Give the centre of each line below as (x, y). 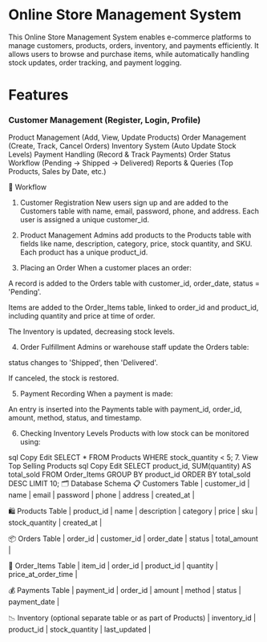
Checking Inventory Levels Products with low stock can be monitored (134, 433)
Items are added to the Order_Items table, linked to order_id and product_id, (133, 307)
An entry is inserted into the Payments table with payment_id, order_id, (125, 409)
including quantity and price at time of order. (82, 316)
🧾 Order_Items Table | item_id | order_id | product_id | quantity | (113, 566)
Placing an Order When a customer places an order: (106, 268)
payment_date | (34, 602)
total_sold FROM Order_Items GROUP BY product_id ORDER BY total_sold (129, 474)
